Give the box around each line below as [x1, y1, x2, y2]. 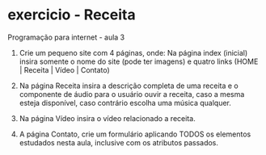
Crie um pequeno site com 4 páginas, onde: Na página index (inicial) [19, 48, 248, 57]
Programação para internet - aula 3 [7, 32, 125, 42]
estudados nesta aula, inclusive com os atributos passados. [19, 137, 219, 147]
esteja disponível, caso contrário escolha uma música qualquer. [19, 98, 232, 107]
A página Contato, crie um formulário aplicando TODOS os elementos [19, 129, 251, 139]
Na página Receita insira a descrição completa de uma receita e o [19, 81, 239, 90]
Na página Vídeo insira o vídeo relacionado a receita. [19, 113, 196, 123]
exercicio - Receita [7, 6, 136, 24]
